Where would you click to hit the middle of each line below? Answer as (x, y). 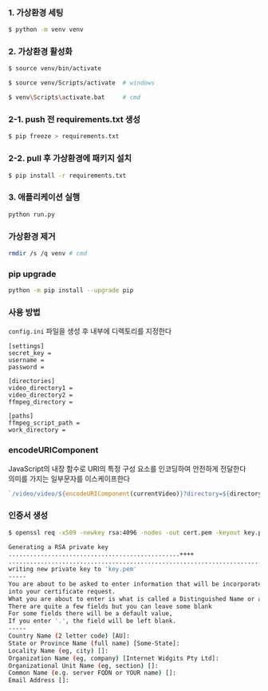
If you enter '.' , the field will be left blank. (93, 621)
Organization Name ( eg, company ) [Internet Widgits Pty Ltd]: (114, 658)
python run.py (32, 214)
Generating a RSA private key (59, 547)
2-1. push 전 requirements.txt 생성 (75, 120)
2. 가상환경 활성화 (41, 52)
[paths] (21, 417)
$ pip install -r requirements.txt (67, 176)
